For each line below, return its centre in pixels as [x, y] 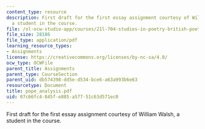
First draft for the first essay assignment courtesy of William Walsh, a [93, 114]
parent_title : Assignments [41, 68]
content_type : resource [37, 12]
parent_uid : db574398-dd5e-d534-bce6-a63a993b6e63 [72, 80]
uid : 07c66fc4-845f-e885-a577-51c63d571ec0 [63, 97]
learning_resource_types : [39, 46]
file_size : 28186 [28, 35]
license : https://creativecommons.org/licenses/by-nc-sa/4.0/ [87, 57]
